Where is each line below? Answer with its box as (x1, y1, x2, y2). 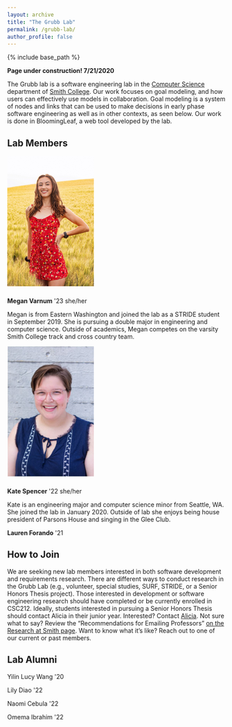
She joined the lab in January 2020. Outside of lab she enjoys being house (7, 508, 220, 516)
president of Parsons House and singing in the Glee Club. (7, 515, 171, 524)
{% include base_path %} (7, 53, 80, 62)
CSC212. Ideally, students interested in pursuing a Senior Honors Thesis (7, 604, 213, 612)
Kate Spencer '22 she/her (7, 487, 82, 496)
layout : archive (7, 11, 54, 18)
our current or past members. (7, 633, 91, 642)
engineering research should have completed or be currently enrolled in (7, 596, 213, 605)
